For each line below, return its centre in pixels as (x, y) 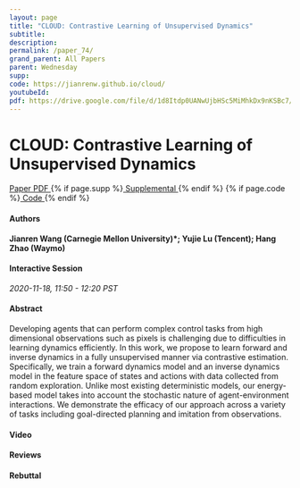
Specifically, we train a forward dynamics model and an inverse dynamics (145, 366)
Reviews (25, 455)
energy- (272, 385)
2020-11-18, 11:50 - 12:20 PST (64, 288)
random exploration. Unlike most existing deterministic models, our (133, 385)
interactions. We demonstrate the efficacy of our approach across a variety (147, 404)
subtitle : (28, 34)
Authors (25, 218)
